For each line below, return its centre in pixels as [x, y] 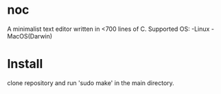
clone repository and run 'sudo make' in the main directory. [91, 83]
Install [25, 64]
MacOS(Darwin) [30, 36]
